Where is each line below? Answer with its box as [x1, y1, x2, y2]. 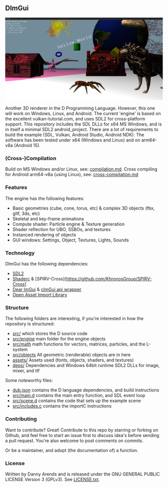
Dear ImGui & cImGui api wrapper [12, 286, 81, 292]
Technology [5, 249, 35, 256]
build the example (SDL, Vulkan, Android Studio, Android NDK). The [5, 132, 144, 138]
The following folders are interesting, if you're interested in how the [5, 315, 144, 321]
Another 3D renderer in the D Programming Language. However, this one [5, 105, 155, 111]
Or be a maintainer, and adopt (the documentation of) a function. [5, 447, 138, 453]
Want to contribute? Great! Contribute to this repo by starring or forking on [5, 427, 158, 433]
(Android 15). [14, 142, 41, 148]
